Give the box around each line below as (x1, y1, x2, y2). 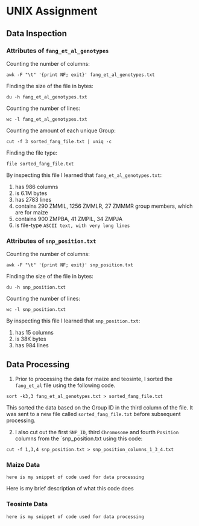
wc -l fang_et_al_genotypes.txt (6, 116, 87, 122)
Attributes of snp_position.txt (6, 237, 96, 245)
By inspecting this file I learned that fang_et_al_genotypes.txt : (6, 171, 162, 179)
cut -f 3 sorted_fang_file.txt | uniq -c (6, 138, 112, 144)
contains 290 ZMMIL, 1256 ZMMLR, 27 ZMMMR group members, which (14, 202, 193, 210)
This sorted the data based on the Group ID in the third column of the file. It (6, 403, 193, 411)
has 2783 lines (14, 196, 52, 203)
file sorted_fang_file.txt (6, 161, 74, 167)
